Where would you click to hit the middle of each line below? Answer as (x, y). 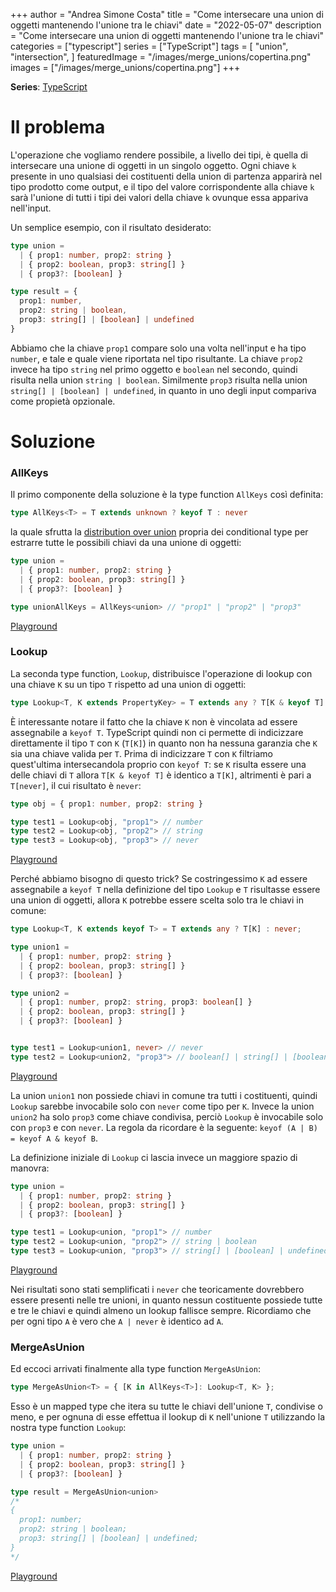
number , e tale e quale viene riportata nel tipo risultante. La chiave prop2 (156, 358)
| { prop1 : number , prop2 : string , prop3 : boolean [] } (136, 1002)
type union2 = (40, 993)
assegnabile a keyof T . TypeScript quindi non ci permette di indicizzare (157, 732)
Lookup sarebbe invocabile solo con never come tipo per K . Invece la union (162, 1106)
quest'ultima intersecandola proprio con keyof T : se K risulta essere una (158, 764)
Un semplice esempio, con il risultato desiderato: (111, 227)
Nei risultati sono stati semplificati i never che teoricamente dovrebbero (157, 1289)
